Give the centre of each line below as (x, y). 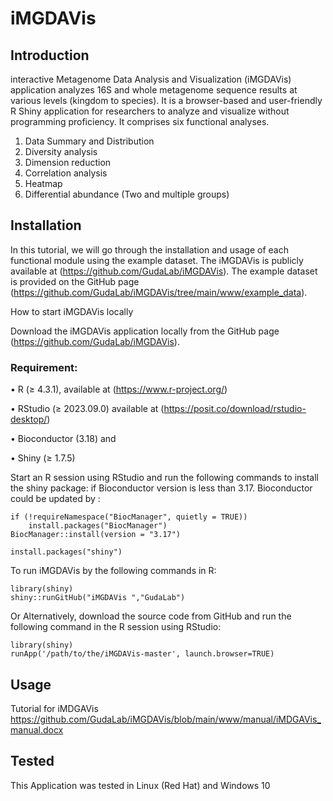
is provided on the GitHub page (75, 281)
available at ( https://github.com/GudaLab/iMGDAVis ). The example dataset (164, 271)
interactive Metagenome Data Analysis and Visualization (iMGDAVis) (151, 79)
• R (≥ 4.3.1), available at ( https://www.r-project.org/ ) (119, 389)
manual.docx (37, 729)
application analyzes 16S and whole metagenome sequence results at (154, 90)
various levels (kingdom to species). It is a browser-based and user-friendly (166, 100)
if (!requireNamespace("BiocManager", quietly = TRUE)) (129, 517)
